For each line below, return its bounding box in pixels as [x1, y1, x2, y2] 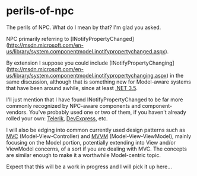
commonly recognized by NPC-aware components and [6, 102, 141, 109]
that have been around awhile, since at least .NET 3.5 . [6, 84, 138, 91]
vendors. [6, 108, 28, 116]
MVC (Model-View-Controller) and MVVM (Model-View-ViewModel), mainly [6, 132, 192, 140]
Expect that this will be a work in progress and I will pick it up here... [6, 163, 172, 170]
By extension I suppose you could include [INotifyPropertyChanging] [6, 59, 174, 66]
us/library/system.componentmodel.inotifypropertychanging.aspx [6, 72, 167, 79]
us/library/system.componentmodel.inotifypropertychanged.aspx [6, 47, 166, 55]
